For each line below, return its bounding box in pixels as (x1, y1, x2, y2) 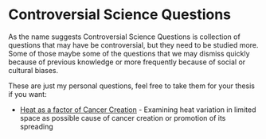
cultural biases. (8, 65, 58, 75)
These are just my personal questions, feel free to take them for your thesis (8, 81, 255, 91)
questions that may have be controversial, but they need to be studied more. (8, 40, 259, 49)
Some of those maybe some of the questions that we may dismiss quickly (8, 48, 250, 58)
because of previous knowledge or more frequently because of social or (8, 57, 246, 67)
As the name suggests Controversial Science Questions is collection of (8, 32, 241, 41)
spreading (19, 122, 53, 131)
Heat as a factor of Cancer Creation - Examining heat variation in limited (19, 105, 256, 114)
